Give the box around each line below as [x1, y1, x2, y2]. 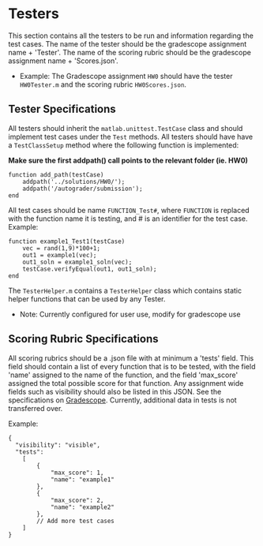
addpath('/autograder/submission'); [22, 185, 144, 193]
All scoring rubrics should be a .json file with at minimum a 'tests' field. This [8, 353, 254, 363]
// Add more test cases [36, 517, 115, 525]
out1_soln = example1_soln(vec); [22, 258, 133, 266]
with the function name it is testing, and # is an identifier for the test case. [8, 214, 248, 223]
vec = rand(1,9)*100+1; [22, 244, 101, 252]
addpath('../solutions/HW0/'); [22, 178, 126, 185]
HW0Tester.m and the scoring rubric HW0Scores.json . [19, 80, 187, 89]
